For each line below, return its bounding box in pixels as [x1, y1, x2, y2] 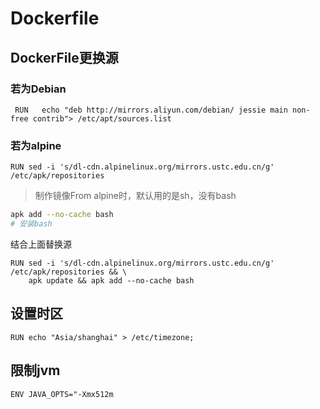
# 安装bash [10, 219, 53, 229]
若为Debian [10, 82, 67, 96]
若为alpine [10, 138, 62, 152]
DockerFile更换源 [10, 49, 119, 66]
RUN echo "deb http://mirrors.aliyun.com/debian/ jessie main [14, 105, 288, 115]
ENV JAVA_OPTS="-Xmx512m [10, 389, 114, 399]
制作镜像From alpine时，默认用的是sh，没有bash [34, 190, 237, 202]
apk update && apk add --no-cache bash [28, 275, 195, 286]
